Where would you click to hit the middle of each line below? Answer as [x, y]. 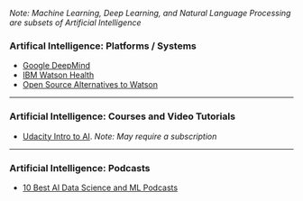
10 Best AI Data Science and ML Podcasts [100, 187]
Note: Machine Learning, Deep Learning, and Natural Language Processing [150, 13]
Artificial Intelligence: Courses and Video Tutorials [123, 116]
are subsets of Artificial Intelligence [75, 23]
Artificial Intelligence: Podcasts [80, 168]
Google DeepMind [56, 66]
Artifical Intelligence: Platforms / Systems [103, 46]
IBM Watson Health [58, 75]
